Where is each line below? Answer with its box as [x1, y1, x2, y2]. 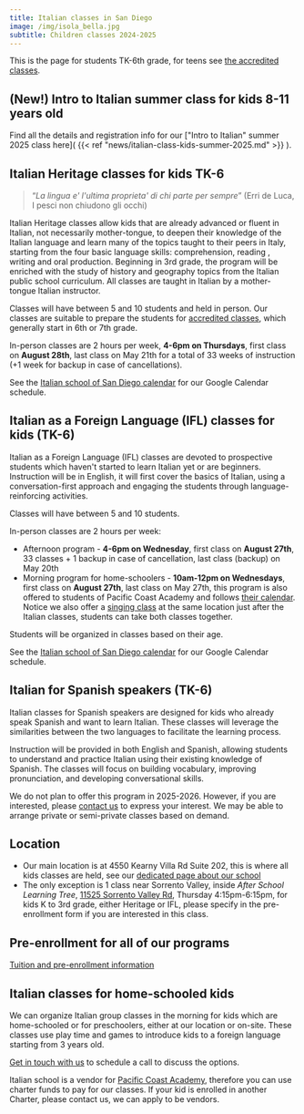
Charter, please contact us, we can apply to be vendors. [9, 1094, 220, 1105]
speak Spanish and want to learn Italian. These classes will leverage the [9, 717, 279, 727]
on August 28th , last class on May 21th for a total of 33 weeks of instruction [9, 350, 296, 360]
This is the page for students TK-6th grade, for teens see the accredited [9, 56, 279, 67]
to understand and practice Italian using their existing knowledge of [9, 753, 263, 764]
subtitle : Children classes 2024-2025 [9, 30, 157, 39]
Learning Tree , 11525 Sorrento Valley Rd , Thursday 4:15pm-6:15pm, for [22, 890, 289, 901]
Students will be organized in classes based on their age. [9, 628, 224, 639]
